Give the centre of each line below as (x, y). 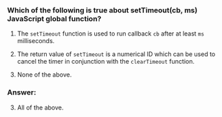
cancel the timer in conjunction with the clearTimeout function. (106, 62)
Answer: (22, 92)
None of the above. (44, 75)
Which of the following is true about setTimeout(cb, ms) (102, 10)
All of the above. (40, 107)
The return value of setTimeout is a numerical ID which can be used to (116, 54)
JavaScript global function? (54, 18)
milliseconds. (36, 41)
